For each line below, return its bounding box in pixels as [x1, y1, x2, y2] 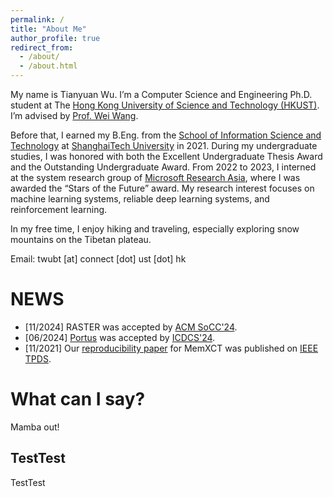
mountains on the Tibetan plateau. [10, 234, 152, 245]
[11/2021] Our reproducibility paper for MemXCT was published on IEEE [24, 342, 319, 354]
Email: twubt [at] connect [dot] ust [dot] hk [10, 253, 187, 265]
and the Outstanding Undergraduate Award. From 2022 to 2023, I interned [10, 161, 317, 173]
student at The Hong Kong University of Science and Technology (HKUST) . [10, 99, 320, 111]
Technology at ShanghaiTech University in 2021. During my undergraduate [10, 140, 318, 151]
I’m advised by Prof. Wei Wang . [10, 110, 139, 121]
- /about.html [19, 61, 78, 71]
